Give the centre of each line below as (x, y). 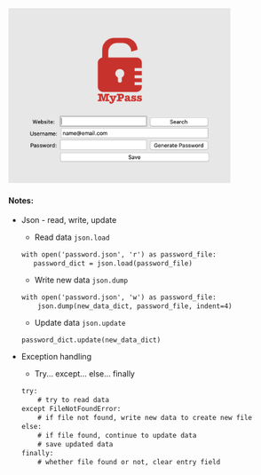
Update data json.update (80, 323)
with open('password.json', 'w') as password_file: (119, 297)
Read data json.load (72, 237)
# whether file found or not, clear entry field (129, 463)
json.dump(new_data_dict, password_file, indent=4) (135, 306)
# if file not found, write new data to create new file (145, 418)
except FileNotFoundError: (71, 409)
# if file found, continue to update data (117, 436)
